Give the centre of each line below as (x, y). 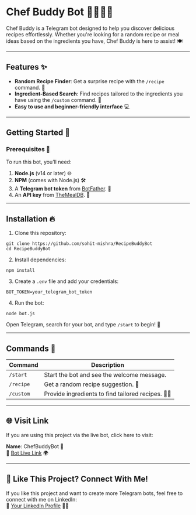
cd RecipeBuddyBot (28, 249)
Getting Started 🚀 (38, 133)
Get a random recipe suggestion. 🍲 (92, 384)
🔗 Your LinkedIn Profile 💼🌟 (37, 506)
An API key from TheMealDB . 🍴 (52, 195)
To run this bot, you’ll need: (39, 162)
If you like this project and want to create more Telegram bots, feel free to (94, 493)
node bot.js (20, 314)
